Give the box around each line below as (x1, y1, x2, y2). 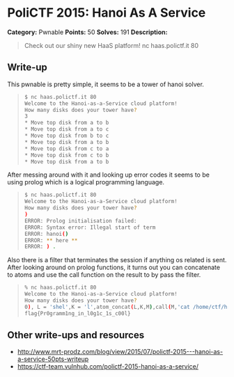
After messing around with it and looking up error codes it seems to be (7, 170, 210, 179)
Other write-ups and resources (7, 329, 145, 342)
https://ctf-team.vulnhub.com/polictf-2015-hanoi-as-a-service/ (17, 362, 199, 371)
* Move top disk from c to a (24, 145, 109, 152)
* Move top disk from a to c (24, 126, 109, 133)
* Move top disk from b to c (24, 132, 109, 139)
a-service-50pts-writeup (17, 355, 89, 363)
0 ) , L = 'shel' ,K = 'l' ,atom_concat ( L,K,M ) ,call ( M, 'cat (24, 303, 190, 310)
